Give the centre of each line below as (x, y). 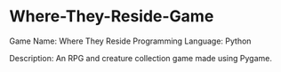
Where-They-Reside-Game (112, 16)
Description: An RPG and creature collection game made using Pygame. (141, 58)
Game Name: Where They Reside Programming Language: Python (130, 41)
